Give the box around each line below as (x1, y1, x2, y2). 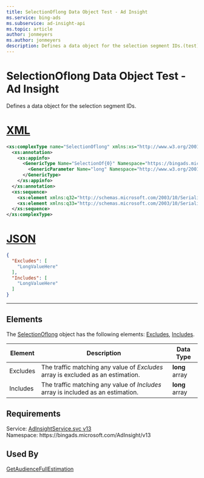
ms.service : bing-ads (6, 15, 61, 21)
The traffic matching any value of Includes (41, 380, 162, 388)
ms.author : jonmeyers (6, 37, 61, 43)
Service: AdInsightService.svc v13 (6, 424, 92, 432)
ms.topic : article (6, 26, 53, 32)
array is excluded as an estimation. (41, 370, 140, 379)
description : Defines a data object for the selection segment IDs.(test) (6, 43, 200, 49)
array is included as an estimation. (41, 388, 138, 396)
